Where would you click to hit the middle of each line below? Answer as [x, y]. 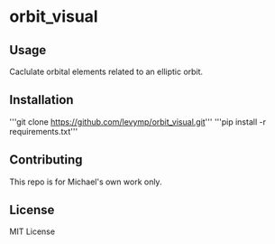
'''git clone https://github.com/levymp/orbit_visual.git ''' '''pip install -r [137, 122]
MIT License [32, 231]
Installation [41, 100]
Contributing [46, 160]
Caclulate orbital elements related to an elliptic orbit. [106, 71]
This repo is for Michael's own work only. [86, 182]
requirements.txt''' [44, 131]
